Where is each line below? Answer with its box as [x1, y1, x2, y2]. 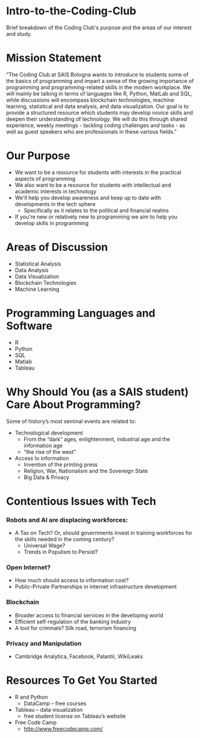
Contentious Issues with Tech [6, 494, 157, 508]
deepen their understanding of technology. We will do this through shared [6, 115, 187, 122]
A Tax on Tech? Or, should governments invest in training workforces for [14, 530, 193, 537]
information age [23, 442, 63, 449]
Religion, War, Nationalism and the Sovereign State [23, 467, 148, 474]
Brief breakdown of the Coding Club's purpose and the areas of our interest [6, 24, 192, 31]
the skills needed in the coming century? [14, 536, 115, 543]
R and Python [14, 693, 48, 700]
